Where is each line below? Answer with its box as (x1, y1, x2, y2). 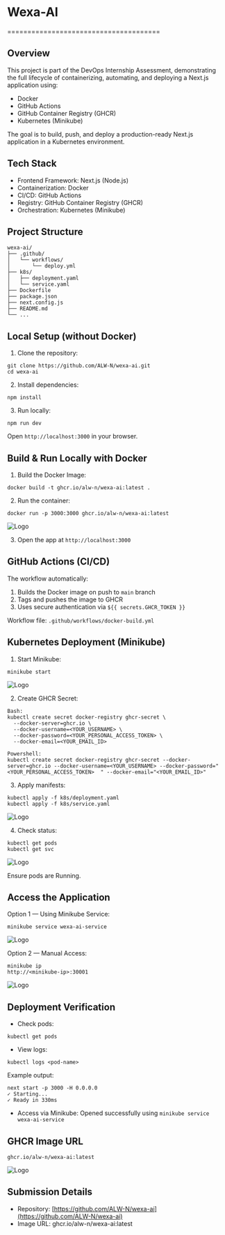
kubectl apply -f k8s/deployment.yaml (7, 794, 119, 801)
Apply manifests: (17, 781, 66, 789)
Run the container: (17, 496, 71, 505)
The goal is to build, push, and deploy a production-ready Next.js (7, 130, 194, 138)
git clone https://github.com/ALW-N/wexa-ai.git (7, 362, 151, 369)
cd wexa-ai (7, 369, 39, 376)
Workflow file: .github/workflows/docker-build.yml (7, 616, 155, 624)
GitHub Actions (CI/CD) (7, 555, 110, 568)
